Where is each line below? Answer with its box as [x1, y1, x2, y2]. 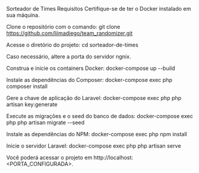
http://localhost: [93, 154, 134, 161]
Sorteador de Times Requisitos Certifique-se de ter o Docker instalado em [6, 5, 192, 12]
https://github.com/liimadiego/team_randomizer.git [6, 30, 133, 37]
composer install [6, 83, 48, 90]
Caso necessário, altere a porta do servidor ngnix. [6, 53, 131, 60]
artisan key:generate [6, 101, 57, 108]
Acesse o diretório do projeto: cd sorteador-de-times [6, 42, 139, 48]
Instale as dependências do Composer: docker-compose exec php [6, 77, 172, 83]
